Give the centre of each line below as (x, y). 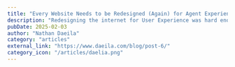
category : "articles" (39, 40)
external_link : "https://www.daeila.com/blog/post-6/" (89, 46)
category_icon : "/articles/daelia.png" (65, 53)
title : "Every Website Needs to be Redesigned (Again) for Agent (104, 14)
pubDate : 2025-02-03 (37, 27)
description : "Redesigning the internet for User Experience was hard (112, 20)
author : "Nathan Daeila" (43, 33)
